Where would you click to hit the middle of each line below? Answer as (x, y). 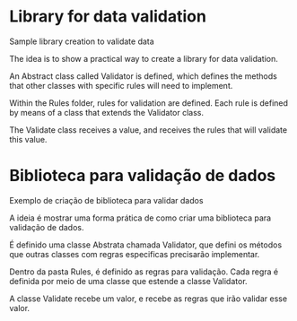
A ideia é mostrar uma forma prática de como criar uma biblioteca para (140, 218)
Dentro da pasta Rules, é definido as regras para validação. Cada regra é (144, 272)
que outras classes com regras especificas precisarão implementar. (135, 254)
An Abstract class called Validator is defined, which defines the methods (144, 76)
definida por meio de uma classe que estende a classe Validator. (129, 281)
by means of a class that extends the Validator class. (107, 112)
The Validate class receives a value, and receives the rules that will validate (148, 130)
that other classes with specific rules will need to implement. (121, 85)
